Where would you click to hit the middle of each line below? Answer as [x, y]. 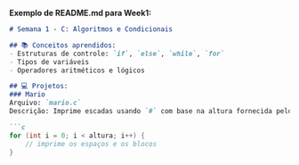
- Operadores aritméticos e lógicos [77, 70]
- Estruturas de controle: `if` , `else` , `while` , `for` [117, 54]
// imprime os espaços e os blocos [91, 144]
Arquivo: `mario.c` [45, 103]
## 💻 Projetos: [39, 87]
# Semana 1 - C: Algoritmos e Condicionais [91, 29]
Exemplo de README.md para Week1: [81, 13]
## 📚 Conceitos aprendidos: [63, 45]
